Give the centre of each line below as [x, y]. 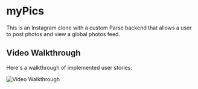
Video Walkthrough [43, 53]
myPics [25, 11]
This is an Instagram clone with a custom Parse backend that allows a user [99, 28]
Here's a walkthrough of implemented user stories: [69, 67]
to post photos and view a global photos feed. [63, 34]
